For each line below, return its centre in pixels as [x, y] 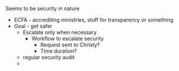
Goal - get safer [33, 26]
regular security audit [49, 57]
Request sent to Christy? [70, 45]
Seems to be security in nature [43, 9]
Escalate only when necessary [60, 32]
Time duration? [58, 51]
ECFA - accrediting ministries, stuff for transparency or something [94, 20]
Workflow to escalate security [67, 38]
